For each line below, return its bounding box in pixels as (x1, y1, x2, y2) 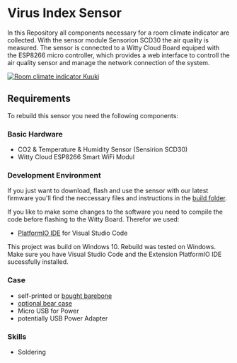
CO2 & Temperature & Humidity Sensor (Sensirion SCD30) (17, 145, 188, 154)
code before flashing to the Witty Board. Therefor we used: (7, 215, 180, 224)
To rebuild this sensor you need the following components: (7, 111, 179, 120)
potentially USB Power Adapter (17, 313, 108, 323)
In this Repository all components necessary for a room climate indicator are (7, 28, 230, 37)
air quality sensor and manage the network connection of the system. (7, 58, 210, 67)
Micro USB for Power (17, 306, 79, 315)
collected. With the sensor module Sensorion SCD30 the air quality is (7, 35, 209, 44)
